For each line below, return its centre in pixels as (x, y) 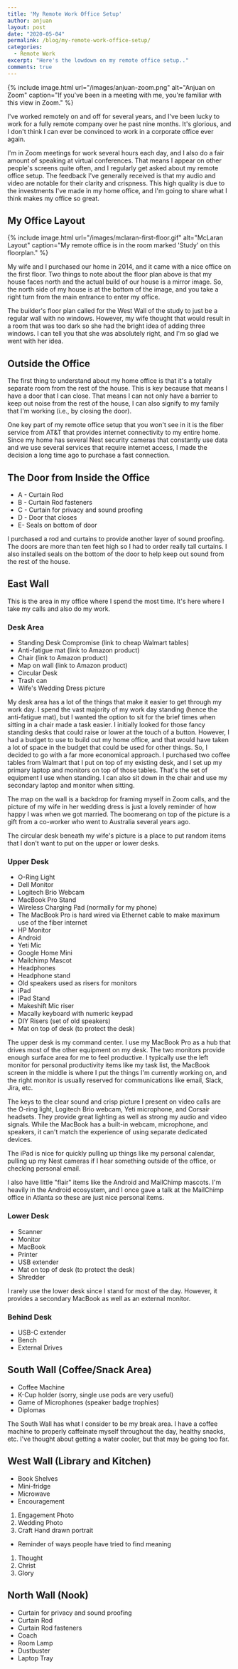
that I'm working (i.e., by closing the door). (70, 411)
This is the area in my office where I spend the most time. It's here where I (116, 601)
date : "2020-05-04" (36, 34)
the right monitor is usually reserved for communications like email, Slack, (115, 1080)
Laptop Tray (35, 1658)
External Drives (40, 1347)
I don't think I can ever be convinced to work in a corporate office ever (110, 131)
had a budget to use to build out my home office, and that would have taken (118, 740)
